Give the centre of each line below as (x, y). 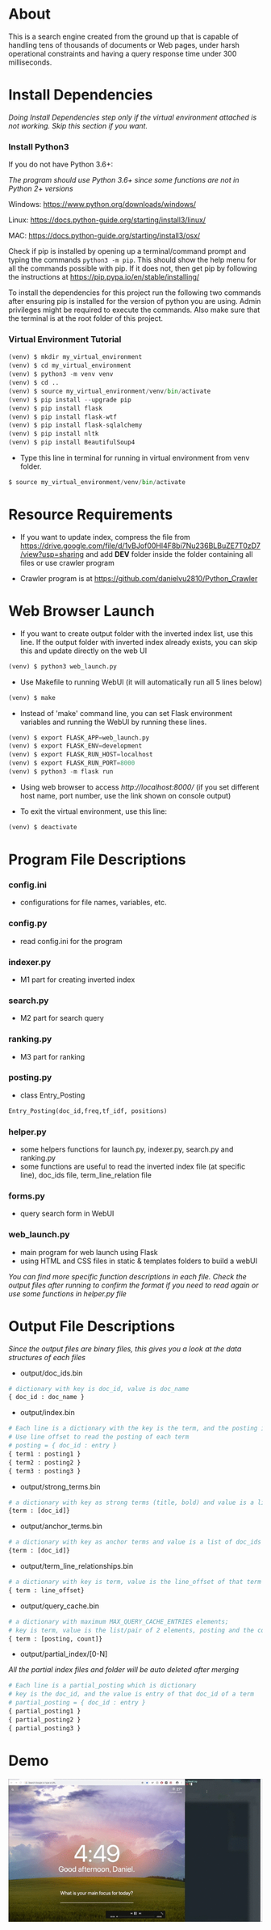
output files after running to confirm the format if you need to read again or (133, 1285)
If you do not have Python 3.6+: (61, 164)
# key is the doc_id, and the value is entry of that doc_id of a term (131, 1694)
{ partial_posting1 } (45, 1711)
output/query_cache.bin (59, 1606)
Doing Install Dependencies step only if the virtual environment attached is (133, 117)
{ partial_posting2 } (45, 1719)
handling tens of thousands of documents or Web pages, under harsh (124, 44)
